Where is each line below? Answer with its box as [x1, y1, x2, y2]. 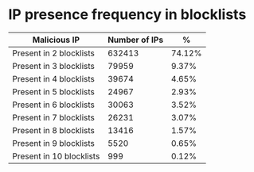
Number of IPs [107, 34, 164, 45]
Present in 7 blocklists [12, 112, 96, 123]
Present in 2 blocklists [12, 48, 96, 59]
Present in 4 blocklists [12, 73, 96, 84]
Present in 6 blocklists [12, 99, 96, 110]
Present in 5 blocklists [12, 86, 96, 97]
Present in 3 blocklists [12, 60, 96, 71]
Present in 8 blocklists [12, 124, 96, 136]
